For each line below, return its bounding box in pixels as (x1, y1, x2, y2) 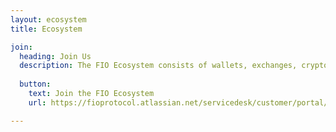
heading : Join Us (19, 51, 92, 61)
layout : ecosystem (10, 14, 87, 25)
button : (19, 79, 52, 90)
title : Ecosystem (10, 24, 83, 34)
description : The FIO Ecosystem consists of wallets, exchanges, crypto (19, 61, 329, 71)
